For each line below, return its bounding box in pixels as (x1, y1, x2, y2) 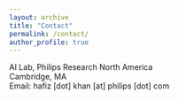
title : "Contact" (9, 21, 74, 30)
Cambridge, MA (9, 72, 67, 82)
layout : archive (9, 12, 69, 22)
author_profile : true (9, 37, 89, 47)
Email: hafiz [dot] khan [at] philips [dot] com (9, 81, 170, 91)
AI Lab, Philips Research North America (9, 62, 153, 73)
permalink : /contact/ (9, 29, 89, 38)
